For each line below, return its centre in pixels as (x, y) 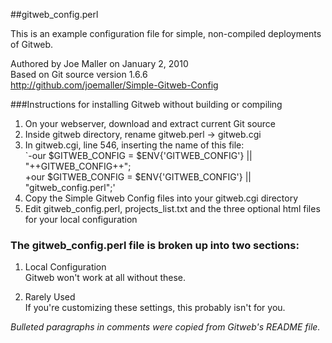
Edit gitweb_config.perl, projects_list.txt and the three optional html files (172, 208)
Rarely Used (50, 297)
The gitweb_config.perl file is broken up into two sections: (155, 245)
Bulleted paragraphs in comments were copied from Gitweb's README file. (165, 327)
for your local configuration (81, 219)
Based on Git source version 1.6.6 (79, 74)
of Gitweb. (32, 44)
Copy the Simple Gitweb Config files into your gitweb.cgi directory (161, 198)
